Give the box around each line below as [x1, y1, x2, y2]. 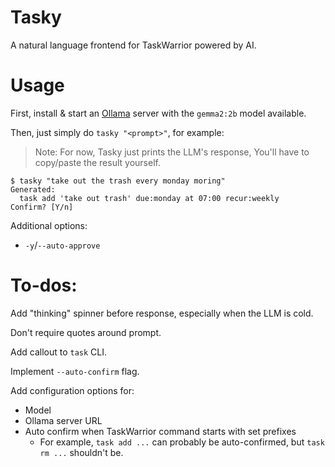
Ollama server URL [24, 414, 103, 426]
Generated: [10, 184, 56, 195]
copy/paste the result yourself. [34, 156, 161, 168]
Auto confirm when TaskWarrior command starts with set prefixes [24, 425, 297, 437]
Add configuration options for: [10, 384, 135, 396]
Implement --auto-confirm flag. [10, 365, 140, 377]
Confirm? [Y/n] [10, 202, 74, 212]
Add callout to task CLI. [10, 346, 107, 358]
